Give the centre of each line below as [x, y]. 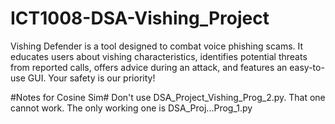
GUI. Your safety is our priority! [91, 78]
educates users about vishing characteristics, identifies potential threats [159, 56]
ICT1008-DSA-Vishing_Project [140, 18]
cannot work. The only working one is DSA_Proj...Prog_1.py [131, 108]
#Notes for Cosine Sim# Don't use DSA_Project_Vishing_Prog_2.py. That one [168, 97]
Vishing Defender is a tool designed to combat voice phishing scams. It [157, 46]
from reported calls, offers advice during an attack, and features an [149, 67]
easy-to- [307, 67]
